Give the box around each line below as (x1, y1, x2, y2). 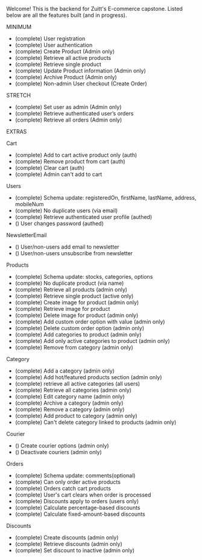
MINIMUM (6, 24, 32, 30)
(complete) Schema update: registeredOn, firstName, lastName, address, (14, 194, 197, 201)
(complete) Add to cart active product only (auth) (14, 151, 137, 158)
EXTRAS (6, 128, 27, 135)
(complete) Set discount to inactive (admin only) (14, 547, 134, 554)
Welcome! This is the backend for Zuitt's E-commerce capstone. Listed (6, 5, 183, 12)
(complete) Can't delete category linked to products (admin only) (14, 418, 177, 426)
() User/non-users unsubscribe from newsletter (14, 250, 133, 256)
